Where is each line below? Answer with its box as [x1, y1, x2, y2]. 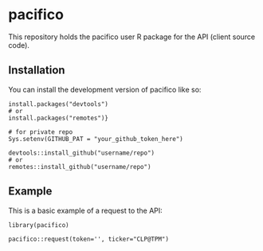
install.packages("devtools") [8, 100, 109, 108]
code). [8, 40, 30, 49]
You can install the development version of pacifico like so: [8, 84, 202, 94]
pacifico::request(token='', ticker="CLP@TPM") [8, 235, 170, 243]
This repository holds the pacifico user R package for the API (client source [8, 32, 256, 41]
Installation [8, 64, 65, 77]
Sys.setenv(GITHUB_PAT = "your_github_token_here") [8, 135, 183, 143]
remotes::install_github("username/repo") [8, 163, 151, 171]
